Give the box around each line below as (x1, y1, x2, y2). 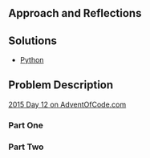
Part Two (8, 141, 44, 152)
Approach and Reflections (8, 6, 142, 20)
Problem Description (8, 79, 114, 92)
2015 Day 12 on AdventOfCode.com (8, 99, 127, 109)
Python (19, 55, 44, 64)
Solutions (8, 34, 58, 47)
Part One (8, 120, 44, 131)
